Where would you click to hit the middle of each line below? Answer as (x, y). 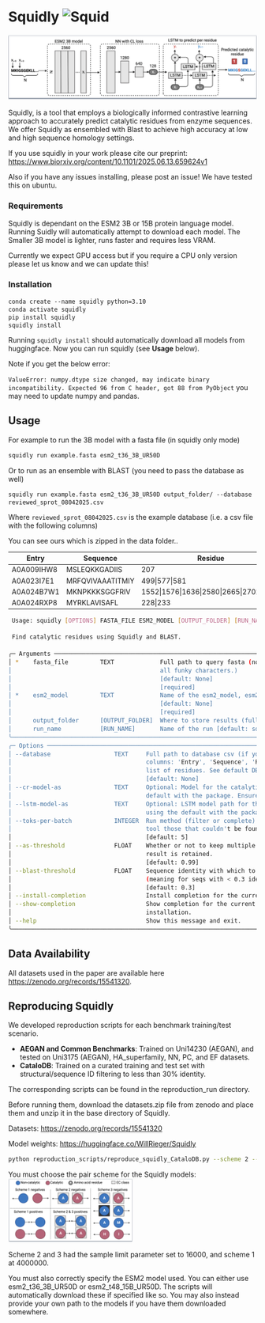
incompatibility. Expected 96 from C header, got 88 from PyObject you (128, 387)
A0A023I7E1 (33, 581)
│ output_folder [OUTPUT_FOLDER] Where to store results (123, 721)
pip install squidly (42, 317)
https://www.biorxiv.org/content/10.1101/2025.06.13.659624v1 (108, 161)
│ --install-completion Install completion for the (123, 896)
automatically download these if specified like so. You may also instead (124, 1295)
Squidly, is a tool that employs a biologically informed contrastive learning (128, 113)
